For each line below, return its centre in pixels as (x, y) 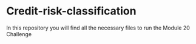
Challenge (19, 34)
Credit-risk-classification (71, 11)
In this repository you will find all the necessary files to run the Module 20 (98, 28)
